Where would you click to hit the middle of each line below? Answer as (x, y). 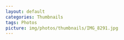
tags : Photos (21, 22)
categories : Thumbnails (35, 17)
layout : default (25, 11)
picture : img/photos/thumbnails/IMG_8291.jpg (62, 28)
